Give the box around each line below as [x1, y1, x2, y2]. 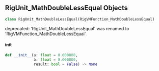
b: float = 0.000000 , [33, 57, 78, 62]
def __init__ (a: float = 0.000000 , [5, 53, 78, 57]
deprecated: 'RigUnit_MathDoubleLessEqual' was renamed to [5, 25, 129, 31]
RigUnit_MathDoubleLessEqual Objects [5, 4, 128, 12]
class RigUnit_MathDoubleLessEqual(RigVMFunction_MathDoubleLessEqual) [5, 17, 155, 21]
